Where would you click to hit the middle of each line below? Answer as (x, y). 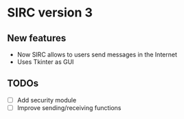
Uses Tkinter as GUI (45, 62)
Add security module (47, 100)
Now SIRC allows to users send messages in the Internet (97, 54)
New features (37, 38)
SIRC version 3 (50, 13)
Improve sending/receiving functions (69, 107)
